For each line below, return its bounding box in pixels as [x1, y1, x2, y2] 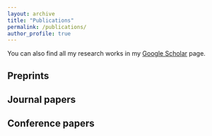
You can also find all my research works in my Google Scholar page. [7, 49, 206, 58]
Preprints [7, 70, 49, 82]
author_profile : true [7, 30, 71, 37]
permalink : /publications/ [7, 23, 87, 30]
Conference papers [7, 118, 95, 130]
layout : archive [7, 10, 55, 18]
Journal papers [7, 94, 76, 106]
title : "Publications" [7, 17, 74, 24]
